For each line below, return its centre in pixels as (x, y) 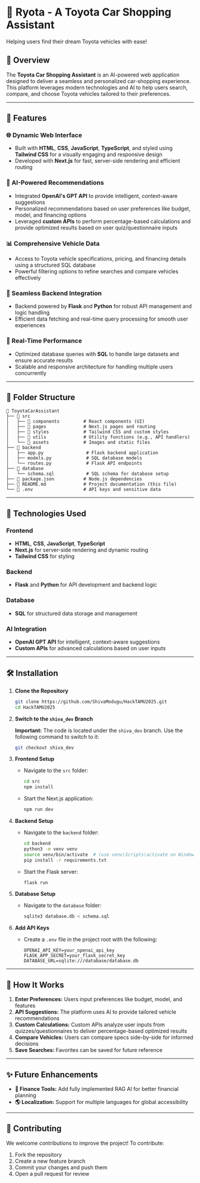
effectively (28, 278)
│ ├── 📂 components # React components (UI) (76, 422)
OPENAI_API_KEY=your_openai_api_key (69, 950)
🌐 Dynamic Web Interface (44, 135)
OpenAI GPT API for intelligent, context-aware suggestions (87, 642)
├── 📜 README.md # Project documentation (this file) (92, 484)
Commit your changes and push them (61, 1167)
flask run (36, 882)
